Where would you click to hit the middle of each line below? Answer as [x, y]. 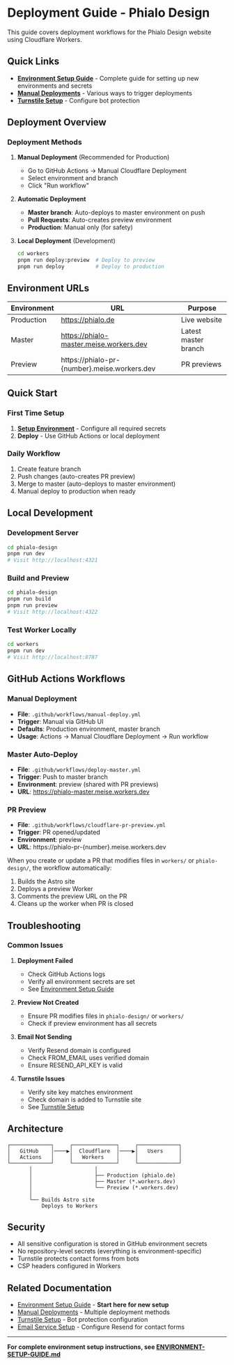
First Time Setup [36, 413]
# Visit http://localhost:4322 [53, 612]
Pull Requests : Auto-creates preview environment [100, 220]
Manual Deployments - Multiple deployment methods [94, 1312]
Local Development [50, 513]
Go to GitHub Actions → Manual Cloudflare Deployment [107, 171]
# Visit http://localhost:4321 [53, 560]
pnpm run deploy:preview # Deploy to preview [86, 260]
